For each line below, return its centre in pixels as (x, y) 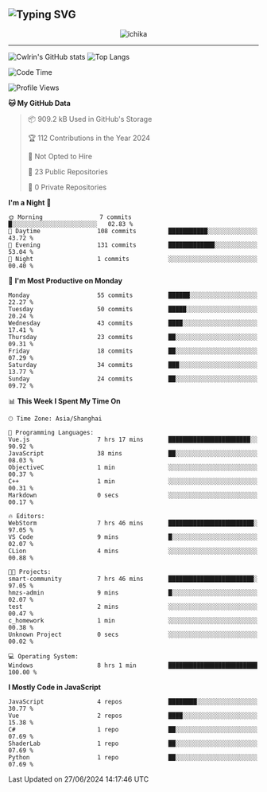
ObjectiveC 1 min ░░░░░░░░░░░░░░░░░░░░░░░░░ (133, 467)
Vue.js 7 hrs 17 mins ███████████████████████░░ (133, 439)
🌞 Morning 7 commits (70, 217)
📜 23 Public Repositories (68, 171)
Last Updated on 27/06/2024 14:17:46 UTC (79, 779)
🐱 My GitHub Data (40, 103)
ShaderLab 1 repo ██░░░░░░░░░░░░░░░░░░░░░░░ (133, 743)
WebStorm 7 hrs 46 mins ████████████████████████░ (133, 523)
